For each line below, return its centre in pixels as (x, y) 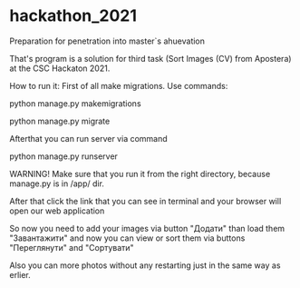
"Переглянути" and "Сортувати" (72, 247)
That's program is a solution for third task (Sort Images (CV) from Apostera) (150, 58)
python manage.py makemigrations (76, 103)
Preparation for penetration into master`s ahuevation (107, 41)
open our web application (57, 211)
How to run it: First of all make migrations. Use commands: (119, 85)
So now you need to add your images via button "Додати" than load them (147, 228)
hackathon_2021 (73, 16)
